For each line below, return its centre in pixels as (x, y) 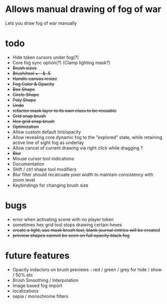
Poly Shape (24, 100)
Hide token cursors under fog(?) (46, 57)
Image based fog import (37, 285)
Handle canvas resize (35, 78)
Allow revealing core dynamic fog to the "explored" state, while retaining (87, 137)
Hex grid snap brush (34, 121)
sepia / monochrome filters (40, 296)
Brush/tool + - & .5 (32, 73)
